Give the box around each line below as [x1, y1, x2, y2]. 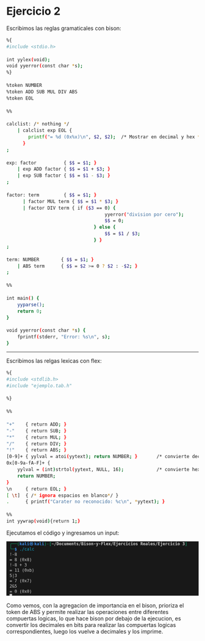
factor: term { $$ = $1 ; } [6, 191, 97, 198]
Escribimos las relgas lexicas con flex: [6, 357, 102, 365]
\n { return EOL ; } [6, 486, 67, 492]
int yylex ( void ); [6, 56, 51, 62]
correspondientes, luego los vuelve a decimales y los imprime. [6, 628, 164, 635]
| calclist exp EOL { [17, 127, 72, 134]
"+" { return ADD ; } [6, 421, 67, 428]
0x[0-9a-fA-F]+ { [6, 460, 51, 466]
